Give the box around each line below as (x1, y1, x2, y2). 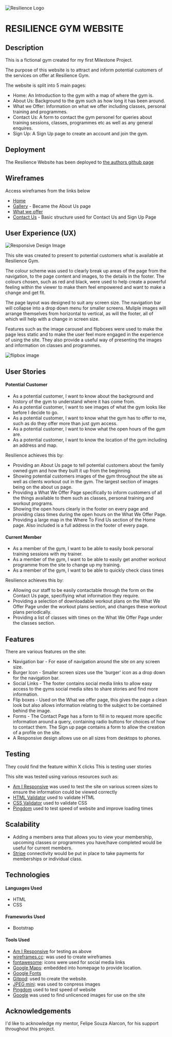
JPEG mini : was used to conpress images (12, 981, 101, 987)
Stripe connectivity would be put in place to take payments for (12, 850, 145, 856)
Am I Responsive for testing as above (12, 948, 92, 954)
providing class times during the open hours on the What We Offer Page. (12, 512, 167, 518)
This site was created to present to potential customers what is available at (5, 252, 163, 259)
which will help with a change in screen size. (5, 316, 100, 322)
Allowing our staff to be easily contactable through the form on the (12, 587, 154, 593)
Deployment (5, 145, 46, 154)
